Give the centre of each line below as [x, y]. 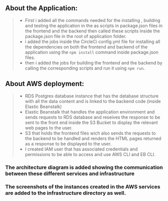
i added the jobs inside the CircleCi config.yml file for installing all [93, 41]
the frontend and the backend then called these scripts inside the [93, 31]
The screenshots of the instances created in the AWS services [83, 187]
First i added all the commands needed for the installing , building [93, 20]
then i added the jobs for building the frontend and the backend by [94, 62]
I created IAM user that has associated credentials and [81, 149]
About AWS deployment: [45, 84]
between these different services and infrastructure [70, 173]
